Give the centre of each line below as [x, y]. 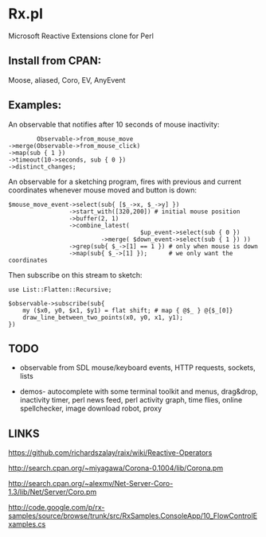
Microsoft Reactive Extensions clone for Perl [81, 36]
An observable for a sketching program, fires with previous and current [125, 181]
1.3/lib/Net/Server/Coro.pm [53, 492]
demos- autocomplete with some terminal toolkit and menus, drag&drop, [139, 391]
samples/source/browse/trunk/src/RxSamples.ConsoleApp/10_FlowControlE [133, 516]
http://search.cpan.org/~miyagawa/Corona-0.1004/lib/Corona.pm [116, 468]
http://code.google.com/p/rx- [57, 508]
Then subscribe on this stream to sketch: [75, 274]
